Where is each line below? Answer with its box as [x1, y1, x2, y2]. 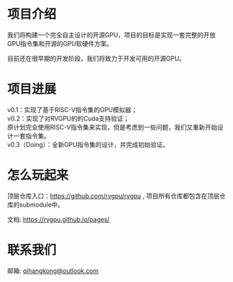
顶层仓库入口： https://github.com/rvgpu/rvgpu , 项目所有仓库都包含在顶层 [7, 191, 220, 200]
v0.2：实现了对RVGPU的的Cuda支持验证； [7, 114, 130, 123]
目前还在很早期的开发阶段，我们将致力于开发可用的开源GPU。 [7, 54, 186, 63]
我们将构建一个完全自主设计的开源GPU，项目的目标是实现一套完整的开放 [7, 31, 216, 39]
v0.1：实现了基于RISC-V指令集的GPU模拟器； [7, 105, 138, 113]
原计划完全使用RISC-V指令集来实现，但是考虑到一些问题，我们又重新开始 [7, 123, 218, 131]
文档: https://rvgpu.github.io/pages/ [7, 215, 110, 224]
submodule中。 [19, 200, 64, 209]
